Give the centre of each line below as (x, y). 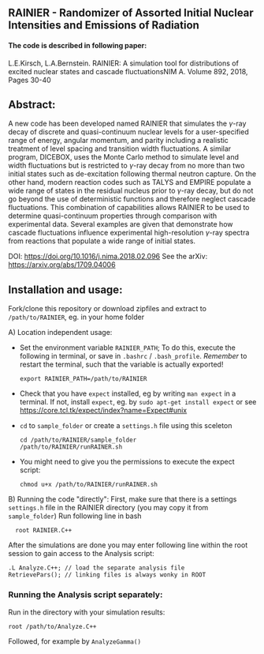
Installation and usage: (65, 289)
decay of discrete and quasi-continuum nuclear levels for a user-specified (129, 132)
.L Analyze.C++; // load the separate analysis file (97, 568)
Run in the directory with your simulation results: (87, 612)
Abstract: (32, 105)
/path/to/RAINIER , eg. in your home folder (76, 317)
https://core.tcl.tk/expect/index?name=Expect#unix (103, 411)
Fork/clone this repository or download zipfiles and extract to (108, 309)
